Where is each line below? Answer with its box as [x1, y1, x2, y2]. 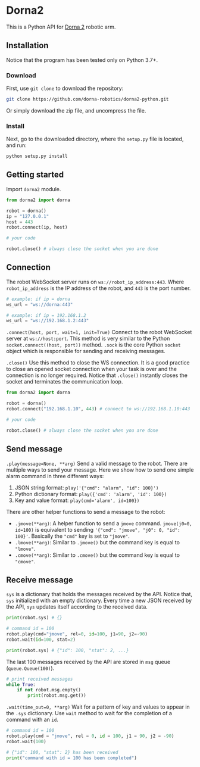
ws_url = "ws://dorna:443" [6, 301, 73, 307]
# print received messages [6, 676, 73, 682]
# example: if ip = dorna [6, 296, 70, 302]
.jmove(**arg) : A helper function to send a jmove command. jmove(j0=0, [14, 519, 192, 527]
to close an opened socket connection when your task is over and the [6, 366, 177, 373]
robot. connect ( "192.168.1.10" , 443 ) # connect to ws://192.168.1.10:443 [6, 406, 190, 412]
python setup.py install [6, 153, 68, 160]
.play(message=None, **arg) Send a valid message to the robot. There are [6, 460, 187, 467]
